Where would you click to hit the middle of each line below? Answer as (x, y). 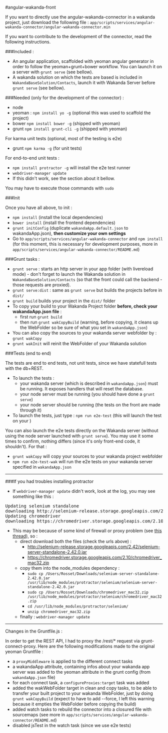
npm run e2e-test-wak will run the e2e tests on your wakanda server (82, 461)
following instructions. (28, 42)
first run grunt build (41, 317)
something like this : (33, 496)
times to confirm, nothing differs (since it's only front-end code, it (72, 441)
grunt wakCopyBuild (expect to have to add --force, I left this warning (83, 699)
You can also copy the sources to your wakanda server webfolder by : (84, 333)
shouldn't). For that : (26, 446)
